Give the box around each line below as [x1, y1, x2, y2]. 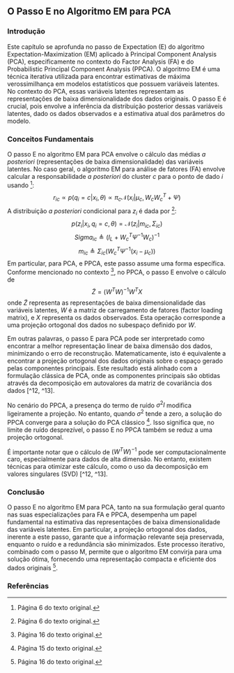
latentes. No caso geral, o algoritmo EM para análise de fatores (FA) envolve [7, 164, 226, 173]
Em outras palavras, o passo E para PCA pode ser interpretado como [7, 334, 205, 342]
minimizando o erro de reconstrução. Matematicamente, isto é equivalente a [7, 349, 226, 357]
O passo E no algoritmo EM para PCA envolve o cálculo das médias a [7, 150, 206, 158]
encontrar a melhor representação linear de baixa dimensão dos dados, [7, 342, 213, 350]
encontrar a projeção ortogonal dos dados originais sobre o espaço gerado [7, 356, 224, 365]
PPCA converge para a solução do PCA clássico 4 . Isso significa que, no [7, 417, 214, 426]
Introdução [7, 27, 45, 36]
